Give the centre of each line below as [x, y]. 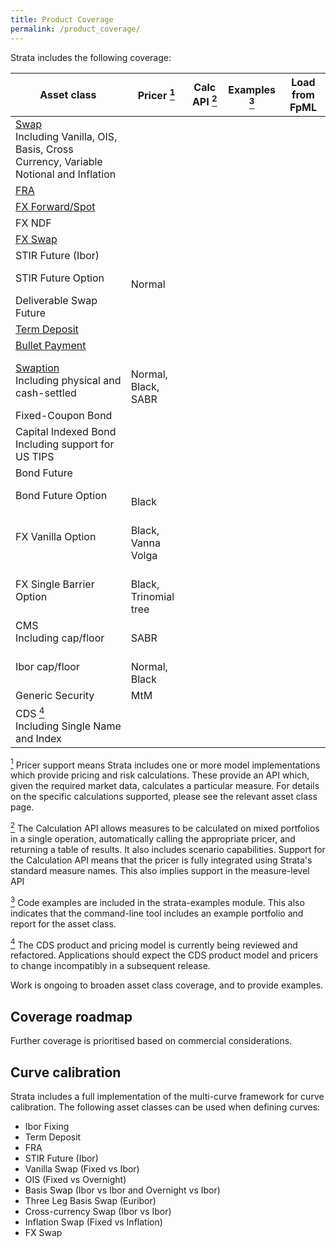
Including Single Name [68, 726]
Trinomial [152, 596]
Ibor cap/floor [47, 666]
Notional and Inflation [66, 174]
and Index [38, 738]
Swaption [37, 368]
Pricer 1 [156, 94]
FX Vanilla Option [56, 536]
